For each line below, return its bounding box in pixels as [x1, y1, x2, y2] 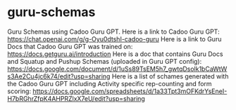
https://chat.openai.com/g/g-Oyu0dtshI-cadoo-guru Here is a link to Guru [7, 34, 222, 43]
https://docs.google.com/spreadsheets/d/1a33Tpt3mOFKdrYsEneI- [32, 87, 228, 95]
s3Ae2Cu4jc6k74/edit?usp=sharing [7, 71, 111, 81]
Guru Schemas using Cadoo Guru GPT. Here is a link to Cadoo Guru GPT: [7, 27, 220, 36]
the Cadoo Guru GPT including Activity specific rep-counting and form [7, 79, 213, 88]
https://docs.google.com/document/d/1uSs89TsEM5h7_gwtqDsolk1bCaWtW [7, 64, 228, 73]
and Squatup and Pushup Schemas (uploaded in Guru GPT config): [7, 57, 202, 65]
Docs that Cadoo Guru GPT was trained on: [7, 42, 133, 50]
